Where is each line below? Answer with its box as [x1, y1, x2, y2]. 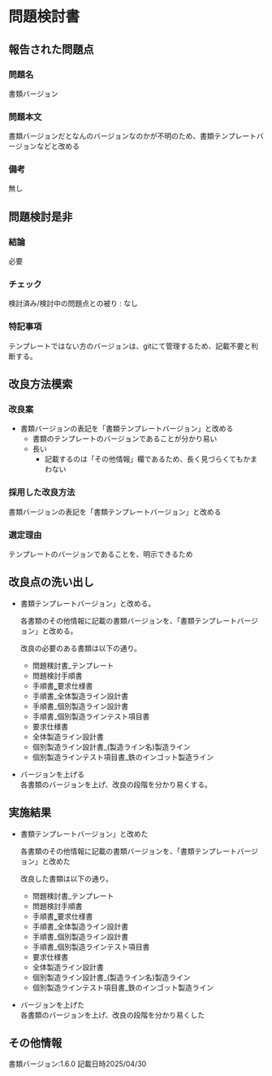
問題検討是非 [8, 209, 73, 224]
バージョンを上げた [19, 999, 85, 1009]
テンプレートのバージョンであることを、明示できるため [8, 549, 193, 559]
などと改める [36, 142, 80, 151]
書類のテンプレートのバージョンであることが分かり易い [32, 434, 218, 444]
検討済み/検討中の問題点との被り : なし [8, 299, 138, 308]
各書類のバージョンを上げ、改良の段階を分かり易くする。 [19, 779, 213, 790]
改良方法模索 [8, 378, 73, 391]
